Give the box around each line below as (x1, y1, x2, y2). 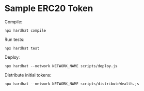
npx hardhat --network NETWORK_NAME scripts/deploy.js (4, 64, 118, 68)
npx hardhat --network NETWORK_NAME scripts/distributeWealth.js (4, 81, 139, 86)
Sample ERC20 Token (4, 3, 93, 14)
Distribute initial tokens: (4, 72, 51, 78)
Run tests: (4, 37, 25, 42)
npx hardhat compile (4, 28, 47, 33)
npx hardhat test (4, 46, 40, 51)
